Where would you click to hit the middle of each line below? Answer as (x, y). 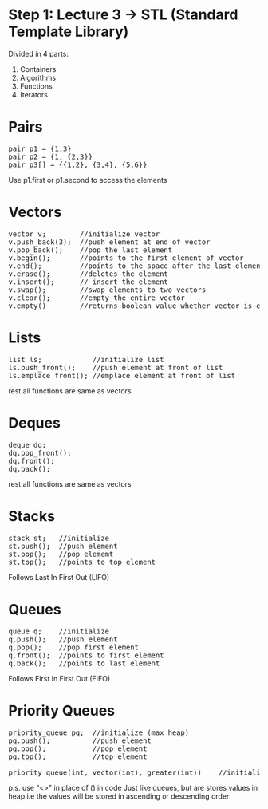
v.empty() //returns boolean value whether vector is (130, 306)
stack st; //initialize (59, 538)
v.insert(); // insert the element (89, 282)
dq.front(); (32, 461)
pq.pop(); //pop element (78, 748)
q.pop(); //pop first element (74, 647)
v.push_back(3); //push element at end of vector (109, 242)
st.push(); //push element (63, 546)
